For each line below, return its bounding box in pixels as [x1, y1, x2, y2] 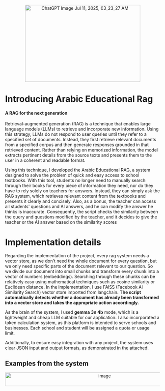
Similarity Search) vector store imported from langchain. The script [5, 289, 141, 295]
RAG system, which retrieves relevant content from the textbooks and [5, 193, 146, 199]
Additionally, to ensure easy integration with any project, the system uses [5, 340, 153, 346]
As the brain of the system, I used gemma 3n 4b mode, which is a [5, 309, 139, 315]
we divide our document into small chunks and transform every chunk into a [5, 269, 159, 274]
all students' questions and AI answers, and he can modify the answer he [5, 204, 154, 210]
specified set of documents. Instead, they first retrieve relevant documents [5, 137, 156, 143]
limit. [5, 330, 15, 336]
